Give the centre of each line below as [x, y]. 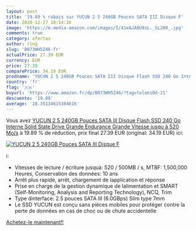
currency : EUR [23, 60]
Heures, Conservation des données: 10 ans [66, 173]
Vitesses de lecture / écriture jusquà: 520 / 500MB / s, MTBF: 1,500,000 [101, 167]
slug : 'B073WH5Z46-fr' [34, 50]
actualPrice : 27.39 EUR [35, 55]
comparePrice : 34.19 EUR [36, 71]
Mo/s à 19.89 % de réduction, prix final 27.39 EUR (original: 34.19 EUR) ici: [95, 132]
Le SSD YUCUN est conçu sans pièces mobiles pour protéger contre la [100, 204]
